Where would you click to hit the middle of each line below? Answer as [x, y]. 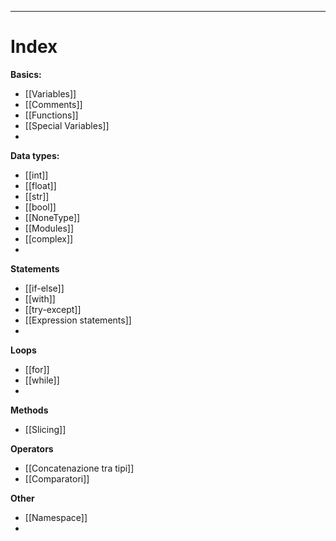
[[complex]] [49, 238]
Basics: [26, 74]
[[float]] [40, 185]
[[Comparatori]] [57, 478]
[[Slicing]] [45, 429]
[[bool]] [40, 207]
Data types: [35, 155]
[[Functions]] [51, 115]
